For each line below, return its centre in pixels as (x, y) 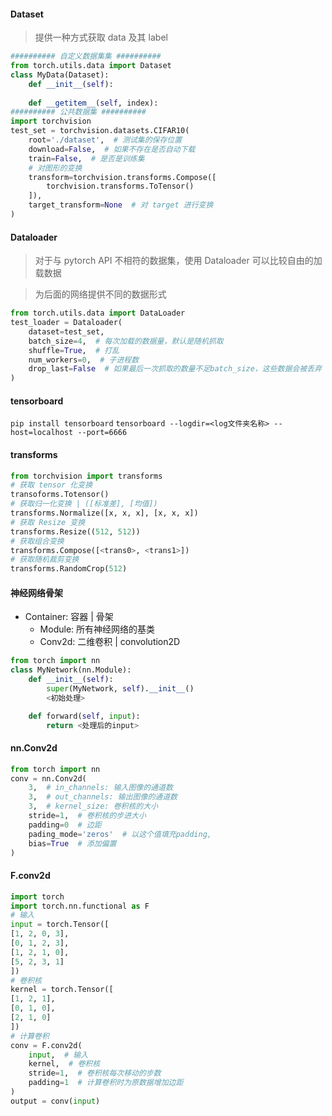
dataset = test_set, (66, 331)
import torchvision (51, 121)
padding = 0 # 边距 (65, 825)
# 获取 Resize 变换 (48, 522)
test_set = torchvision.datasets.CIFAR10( (100, 131)
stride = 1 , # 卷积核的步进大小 (87, 816)
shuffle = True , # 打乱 (74, 350)
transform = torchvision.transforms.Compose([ (122, 177)
